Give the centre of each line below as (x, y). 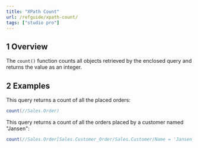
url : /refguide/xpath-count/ (42, 17)
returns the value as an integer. (44, 67)
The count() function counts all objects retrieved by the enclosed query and (99, 61)
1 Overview (27, 46)
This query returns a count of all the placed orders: (68, 100)
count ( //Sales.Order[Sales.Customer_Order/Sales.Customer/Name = (88, 139)
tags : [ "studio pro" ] (33, 22)
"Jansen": (18, 128)
